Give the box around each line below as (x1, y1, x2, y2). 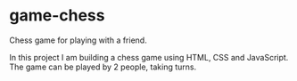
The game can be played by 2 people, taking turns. (9, 61, 197, 72)
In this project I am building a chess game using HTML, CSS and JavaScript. (9, 52, 289, 62)
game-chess (9, 5, 105, 26)
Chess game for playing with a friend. (9, 35, 147, 45)
